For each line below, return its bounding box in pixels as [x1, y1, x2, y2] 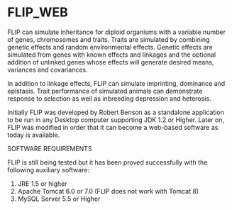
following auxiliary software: [7, 165, 90, 174]
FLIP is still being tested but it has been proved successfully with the [7, 157, 208, 167]
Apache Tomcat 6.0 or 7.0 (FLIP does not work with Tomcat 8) [17, 187, 199, 195]
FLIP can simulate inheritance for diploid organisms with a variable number [7, 28, 226, 36]
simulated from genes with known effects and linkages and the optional [7, 50, 216, 59]
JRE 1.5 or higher [17, 179, 67, 188]
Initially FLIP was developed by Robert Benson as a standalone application [7, 108, 225, 116]
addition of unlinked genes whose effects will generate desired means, [7, 57, 214, 66]
